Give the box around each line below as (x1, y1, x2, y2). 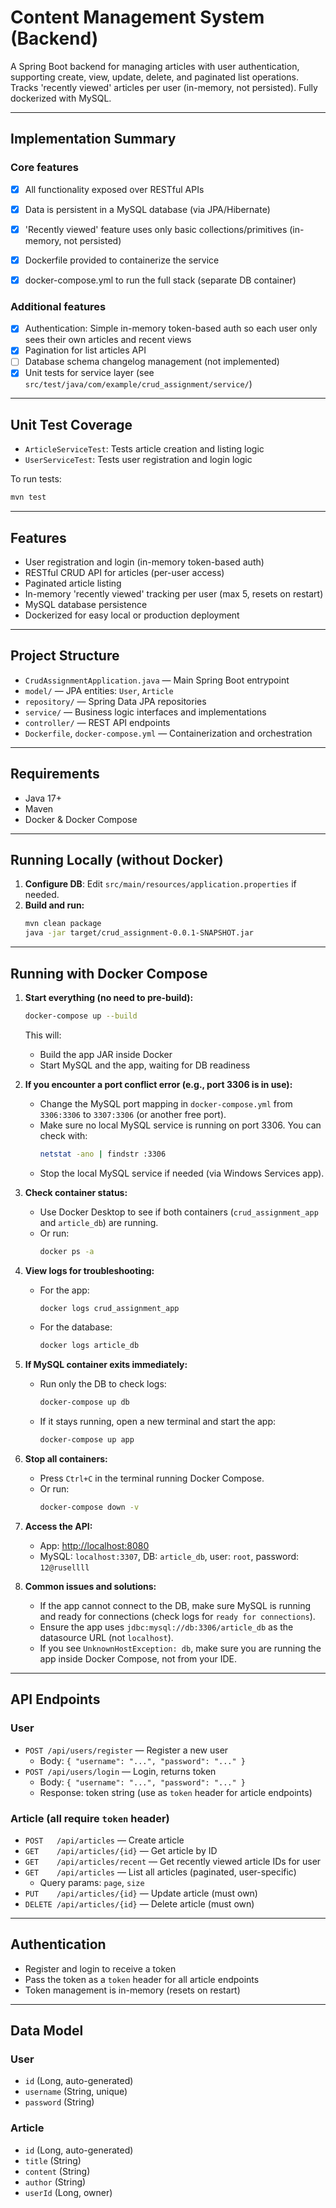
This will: (24, 1029, 62, 1041)
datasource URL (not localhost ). (39, 1631, 174, 1643)
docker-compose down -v (39, 1502, 140, 1513)
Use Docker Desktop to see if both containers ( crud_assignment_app (39, 1206, 319, 1218)
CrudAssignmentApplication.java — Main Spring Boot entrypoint (24, 674, 290, 686)
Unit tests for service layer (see (24, 367, 155, 379)
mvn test (10, 492, 47, 503)
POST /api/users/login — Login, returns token (24, 1765, 217, 1777)
